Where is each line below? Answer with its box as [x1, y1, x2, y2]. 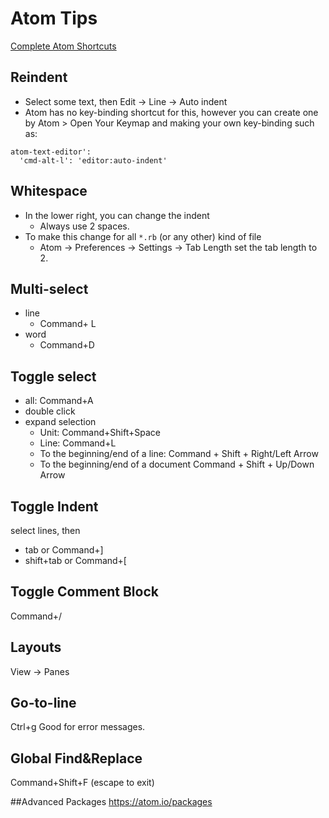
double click [24, 405, 76, 417]
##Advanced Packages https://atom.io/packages [10, 796, 213, 808]
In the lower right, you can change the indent [24, 209, 210, 221]
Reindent [10, 69, 68, 86]
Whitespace [10, 183, 88, 200]
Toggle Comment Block [10, 583, 159, 601]
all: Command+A [24, 395, 94, 407]
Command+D [39, 339, 95, 351]
